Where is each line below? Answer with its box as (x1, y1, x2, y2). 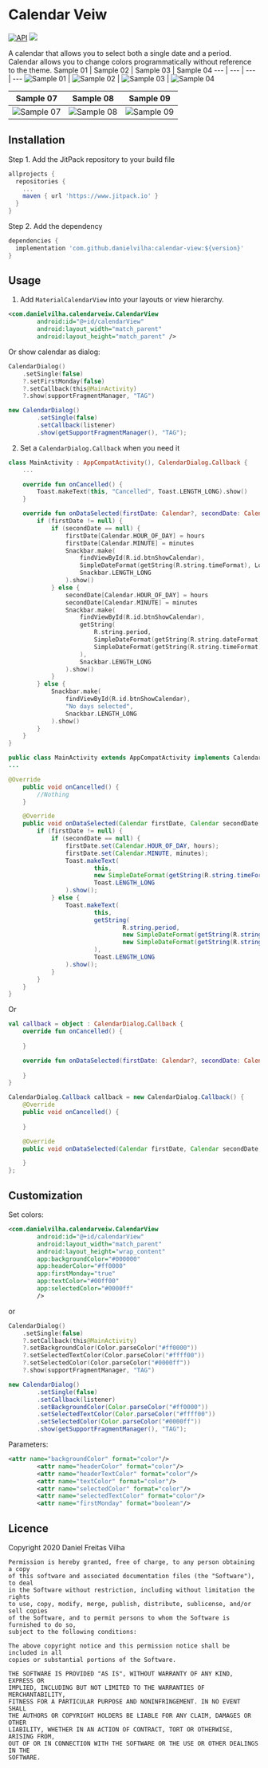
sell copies (8, 1607, 48, 1615)
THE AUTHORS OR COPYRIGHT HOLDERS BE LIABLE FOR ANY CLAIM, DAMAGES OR (8, 1711, 251, 1719)
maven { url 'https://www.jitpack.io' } (22, 192, 159, 200)
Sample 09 (128, 93, 171, 104)
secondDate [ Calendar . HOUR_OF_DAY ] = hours (65, 591, 209, 599)
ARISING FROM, (8, 1732, 56, 1740)
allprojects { (8, 170, 56, 178)
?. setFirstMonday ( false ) (22, 377, 105, 385)
